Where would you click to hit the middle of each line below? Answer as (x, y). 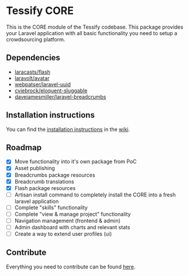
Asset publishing (35, 168)
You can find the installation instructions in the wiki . (68, 129)
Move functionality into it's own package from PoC (75, 161)
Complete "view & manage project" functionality (73, 214)
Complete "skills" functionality (51, 207)
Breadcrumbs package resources (55, 175)
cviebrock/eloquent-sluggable (51, 90)
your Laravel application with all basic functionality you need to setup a (92, 33)
